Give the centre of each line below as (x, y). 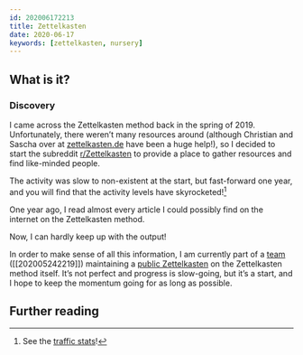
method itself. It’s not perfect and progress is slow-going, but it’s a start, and (151, 273)
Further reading (54, 311)
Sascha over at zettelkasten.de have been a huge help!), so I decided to (142, 144)
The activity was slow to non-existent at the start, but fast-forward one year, (151, 181)
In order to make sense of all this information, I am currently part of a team (147, 254)
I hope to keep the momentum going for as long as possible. (121, 283)
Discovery (32, 105)
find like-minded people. (55, 163)
